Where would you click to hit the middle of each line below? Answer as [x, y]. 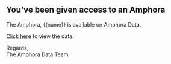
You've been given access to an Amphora [86, 10]
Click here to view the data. [40, 36]
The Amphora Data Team [37, 54]
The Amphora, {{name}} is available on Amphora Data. [74, 24]
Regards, [17, 48]
